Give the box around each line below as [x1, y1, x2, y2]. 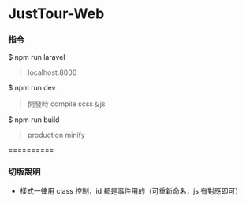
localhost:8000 [27, 68, 77, 77]
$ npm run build [8, 115, 60, 124]
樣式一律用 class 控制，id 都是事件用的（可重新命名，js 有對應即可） [19, 186, 243, 195]
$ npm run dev [8, 83, 57, 93]
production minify [27, 131, 85, 140]
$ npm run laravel [8, 53, 65, 62]
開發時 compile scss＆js [27, 99, 106, 109]
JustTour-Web [8, 5, 105, 23]
